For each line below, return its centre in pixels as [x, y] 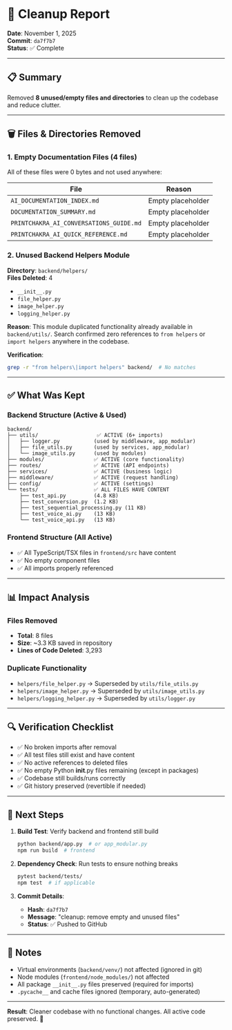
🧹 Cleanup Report [59, 14]
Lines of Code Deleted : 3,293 [59, 650]
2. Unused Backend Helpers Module [68, 255]
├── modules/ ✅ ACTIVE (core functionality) [96, 460]
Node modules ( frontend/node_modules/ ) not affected [93, 977]
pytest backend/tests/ [50, 876]
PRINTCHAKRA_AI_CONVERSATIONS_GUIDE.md [76, 223]
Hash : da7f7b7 [48, 909]
